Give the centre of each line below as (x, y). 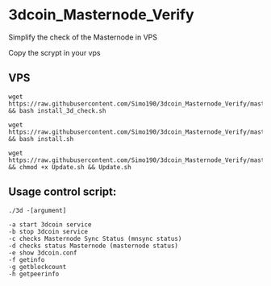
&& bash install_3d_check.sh (57, 110)
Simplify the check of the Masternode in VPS (83, 37)
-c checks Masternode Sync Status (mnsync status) (95, 238)
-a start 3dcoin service (50, 224)
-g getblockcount (38, 267)
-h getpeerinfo (34, 274)
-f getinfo (27, 259)
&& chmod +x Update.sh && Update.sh (70, 167)
